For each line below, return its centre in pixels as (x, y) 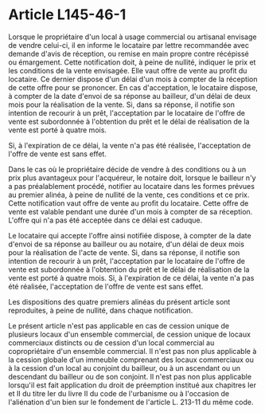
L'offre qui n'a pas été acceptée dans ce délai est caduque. (105, 220)
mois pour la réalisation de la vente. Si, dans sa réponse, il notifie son (121, 104)
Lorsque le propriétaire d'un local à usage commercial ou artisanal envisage (132, 37)
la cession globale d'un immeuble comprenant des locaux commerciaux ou (131, 360)
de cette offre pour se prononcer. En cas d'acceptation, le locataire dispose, (133, 87)
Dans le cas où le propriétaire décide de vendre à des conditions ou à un (127, 169)
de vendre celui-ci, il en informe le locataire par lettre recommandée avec (129, 45)
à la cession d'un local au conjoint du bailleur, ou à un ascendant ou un (125, 368)
